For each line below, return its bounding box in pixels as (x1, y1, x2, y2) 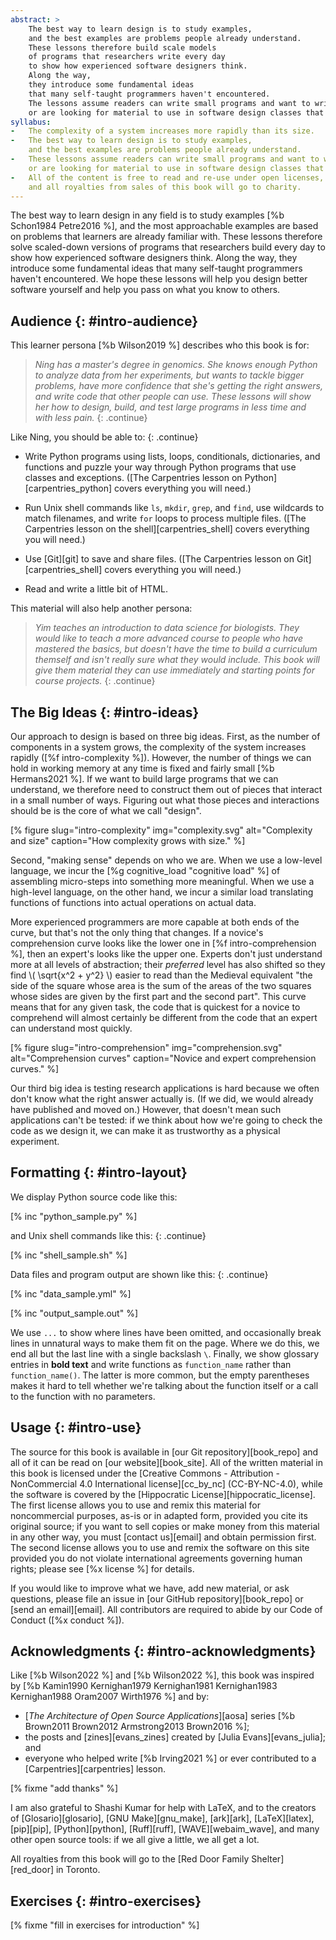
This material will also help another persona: (10, 602, 193, 615)
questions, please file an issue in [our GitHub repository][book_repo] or (10, 1592, 304, 1605)
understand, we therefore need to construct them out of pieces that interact (10, 784, 323, 795)
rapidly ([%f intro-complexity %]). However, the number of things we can (10, 752, 312, 763)
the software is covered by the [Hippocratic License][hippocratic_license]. (10, 1488, 316, 1500)
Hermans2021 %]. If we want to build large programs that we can (10, 773, 279, 785)
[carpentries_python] (24, 482, 113, 495)
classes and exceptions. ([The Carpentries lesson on (24, 472, 243, 484)
